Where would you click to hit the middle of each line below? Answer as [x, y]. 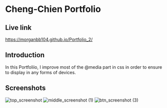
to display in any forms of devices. [40, 72]
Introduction [25, 55]
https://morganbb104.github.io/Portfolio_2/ [49, 39]
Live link [18, 28]
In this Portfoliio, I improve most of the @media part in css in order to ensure [84, 67]
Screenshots [25, 88]
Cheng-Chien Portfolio [53, 9]
